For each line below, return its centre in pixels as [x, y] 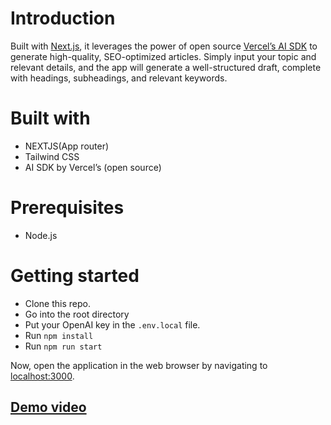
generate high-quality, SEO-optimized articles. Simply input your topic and [163, 56]
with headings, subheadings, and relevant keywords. [119, 78]
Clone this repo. [57, 303]
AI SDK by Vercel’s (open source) [93, 167]
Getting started [75, 276]
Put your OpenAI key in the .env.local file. [112, 324]
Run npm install [59, 335]
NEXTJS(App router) [67, 146]
